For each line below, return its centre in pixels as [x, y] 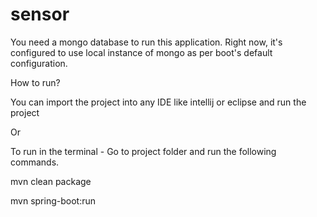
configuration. [39, 63]
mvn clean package [51, 181]
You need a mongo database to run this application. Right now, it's [146, 42]
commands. [35, 162]
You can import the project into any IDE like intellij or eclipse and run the [158, 102]
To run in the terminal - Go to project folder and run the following [143, 151]
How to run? [35, 82]
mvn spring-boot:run [53, 200]
